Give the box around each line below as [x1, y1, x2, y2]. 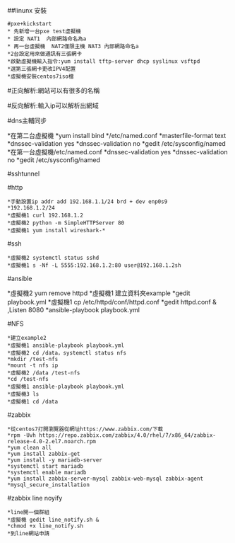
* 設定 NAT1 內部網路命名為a [7, 35, 87, 42]
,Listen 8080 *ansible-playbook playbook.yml [7, 306, 140, 314]
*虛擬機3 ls [7, 391, 40, 398]
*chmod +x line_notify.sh [7, 522, 83, 530]
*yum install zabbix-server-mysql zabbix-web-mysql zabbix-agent [7, 475, 203, 482]
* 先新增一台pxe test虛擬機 [7, 28, 81, 35]
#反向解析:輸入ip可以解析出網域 [7, 101, 99, 110]
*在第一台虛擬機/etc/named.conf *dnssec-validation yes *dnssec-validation [7, 148, 228, 156]
